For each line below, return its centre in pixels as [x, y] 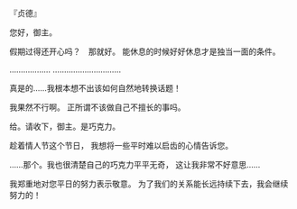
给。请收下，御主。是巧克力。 [65, 126]
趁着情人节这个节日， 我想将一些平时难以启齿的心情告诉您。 [121, 145]
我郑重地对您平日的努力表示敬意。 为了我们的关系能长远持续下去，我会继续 [149, 184]
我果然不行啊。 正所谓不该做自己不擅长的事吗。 [97, 107]
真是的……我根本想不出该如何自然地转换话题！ [96, 88]
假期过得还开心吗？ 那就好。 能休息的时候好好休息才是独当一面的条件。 [145, 51]
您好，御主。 [33, 32]
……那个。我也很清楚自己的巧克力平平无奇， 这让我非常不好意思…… [135, 164]
